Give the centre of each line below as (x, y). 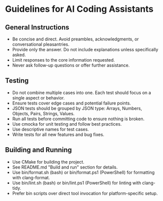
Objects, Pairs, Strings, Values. (43, 113)
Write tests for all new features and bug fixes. (58, 134)
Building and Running (39, 150)
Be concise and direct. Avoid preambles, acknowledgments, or (75, 39)
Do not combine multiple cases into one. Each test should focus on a (81, 93)
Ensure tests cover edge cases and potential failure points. (71, 103)
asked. (19, 55)
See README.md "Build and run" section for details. (65, 167)
